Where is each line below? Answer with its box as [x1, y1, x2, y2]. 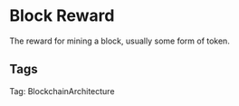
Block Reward [9, 5, 115, 26]
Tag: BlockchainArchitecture [9, 85, 115, 96]
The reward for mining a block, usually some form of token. [9, 35, 231, 46]
